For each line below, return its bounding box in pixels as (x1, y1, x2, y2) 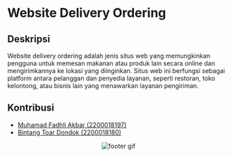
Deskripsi (7, 33, 51, 45)
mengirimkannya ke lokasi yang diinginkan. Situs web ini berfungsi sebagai (7, 67, 226, 75)
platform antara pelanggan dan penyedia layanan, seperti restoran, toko (7, 74, 216, 82)
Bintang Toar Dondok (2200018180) (17, 128, 122, 137)
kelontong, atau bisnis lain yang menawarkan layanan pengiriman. (7, 82, 199, 89)
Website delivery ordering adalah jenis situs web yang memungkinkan (7, 51, 211, 60)
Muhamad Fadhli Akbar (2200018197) (17, 120, 127, 129)
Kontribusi (7, 102, 55, 114)
